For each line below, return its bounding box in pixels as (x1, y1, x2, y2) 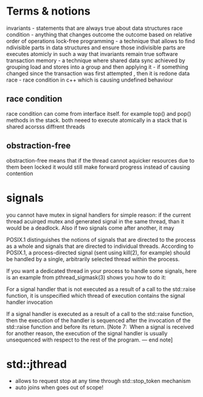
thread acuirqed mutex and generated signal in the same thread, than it (6, 217, 184, 225)
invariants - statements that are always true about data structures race (6, 24, 183, 32)
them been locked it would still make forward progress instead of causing (6, 163, 190, 170)
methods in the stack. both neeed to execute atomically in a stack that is (6, 116, 187, 124)
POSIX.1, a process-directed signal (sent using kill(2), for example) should (6, 248, 190, 256)
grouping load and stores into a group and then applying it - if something (6, 63, 188, 71)
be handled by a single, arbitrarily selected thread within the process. (6, 255, 180, 262)
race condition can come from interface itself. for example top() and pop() (6, 110, 191, 117)
